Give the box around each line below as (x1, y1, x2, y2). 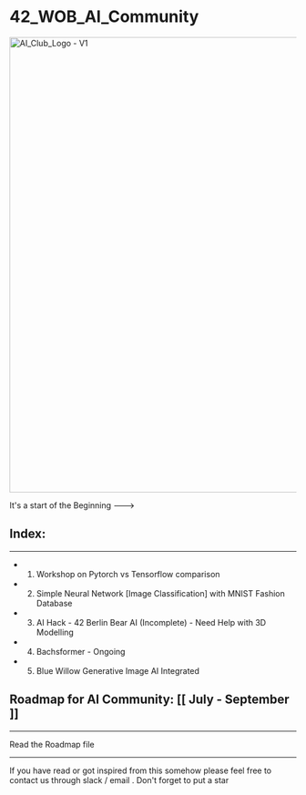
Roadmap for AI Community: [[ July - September (9, 692, 290, 708)
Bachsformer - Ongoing (36, 646, 126, 657)
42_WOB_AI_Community (9, 6, 199, 27)
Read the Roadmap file (9, 739, 95, 749)
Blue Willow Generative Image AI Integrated (36, 665, 200, 676)
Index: (9, 526, 46, 542)
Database (36, 597, 73, 608)
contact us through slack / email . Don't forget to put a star (9, 774, 229, 785)
